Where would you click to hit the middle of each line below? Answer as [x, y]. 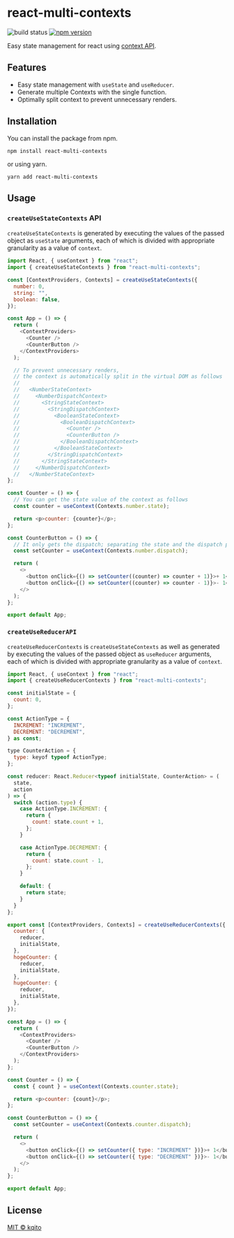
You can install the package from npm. [63, 138]
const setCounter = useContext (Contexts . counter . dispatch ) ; [102, 1125]
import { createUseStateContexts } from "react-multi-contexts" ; [104, 268]
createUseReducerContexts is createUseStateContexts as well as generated [114, 646]
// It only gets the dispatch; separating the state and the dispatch [118, 544]
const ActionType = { [39, 719]
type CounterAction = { [42, 751]
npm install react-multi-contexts [57, 151]
